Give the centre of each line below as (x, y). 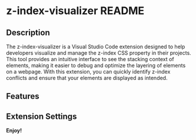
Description (28, 33)
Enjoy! (14, 131)
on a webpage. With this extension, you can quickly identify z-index (88, 71)
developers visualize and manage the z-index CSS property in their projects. (99, 53)
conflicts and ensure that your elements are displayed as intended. (87, 78)
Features (23, 96)
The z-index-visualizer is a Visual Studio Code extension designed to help (96, 46)
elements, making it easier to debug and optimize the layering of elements (96, 65)
